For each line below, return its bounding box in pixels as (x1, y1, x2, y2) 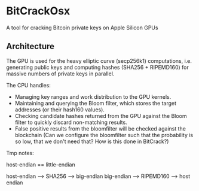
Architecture (6, 41, 55, 51)
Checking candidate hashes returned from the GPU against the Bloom (14, 112, 187, 119)
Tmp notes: (6, 149, 34, 156)
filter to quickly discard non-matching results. (14, 119, 127, 126)
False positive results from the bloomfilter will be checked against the (14, 125, 186, 132)
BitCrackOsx (6, 4, 71, 18)
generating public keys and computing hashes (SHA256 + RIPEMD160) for (6, 63, 189, 71)
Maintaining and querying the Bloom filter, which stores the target (14, 99, 177, 107)
